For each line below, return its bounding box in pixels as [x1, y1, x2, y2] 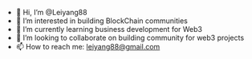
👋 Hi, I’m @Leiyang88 [15, 8, 87, 17]
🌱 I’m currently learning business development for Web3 [15, 25, 203, 33]
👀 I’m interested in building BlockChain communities [15, 16, 189, 26]
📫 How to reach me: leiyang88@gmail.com [15, 42, 161, 51]
